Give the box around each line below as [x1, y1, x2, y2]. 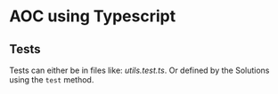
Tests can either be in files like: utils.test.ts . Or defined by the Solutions [9, 65, 270, 75]
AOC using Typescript [9, 6, 176, 27]
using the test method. [9, 74, 94, 85]
